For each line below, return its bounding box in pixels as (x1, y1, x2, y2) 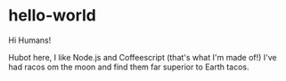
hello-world (8, 5, 97, 26)
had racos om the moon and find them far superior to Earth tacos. (8, 61, 250, 72)
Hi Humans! (8, 35, 52, 45)
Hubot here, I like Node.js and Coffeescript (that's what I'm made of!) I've (8, 52, 277, 62)
